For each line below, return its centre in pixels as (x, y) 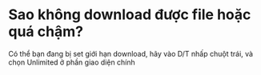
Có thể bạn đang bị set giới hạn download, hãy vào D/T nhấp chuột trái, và (131, 53)
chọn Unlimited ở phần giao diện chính (72, 62)
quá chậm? (46, 32)
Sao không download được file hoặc (130, 15)
